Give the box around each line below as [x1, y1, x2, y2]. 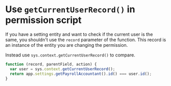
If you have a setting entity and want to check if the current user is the [5, 31, 153, 37]
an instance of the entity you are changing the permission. [5, 42, 128, 48]
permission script [5, 14, 82, 26]
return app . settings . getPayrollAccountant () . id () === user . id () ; [10, 71, 152, 76]
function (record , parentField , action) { [5, 62, 97, 67]
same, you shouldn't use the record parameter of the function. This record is [5, 37, 166, 43]
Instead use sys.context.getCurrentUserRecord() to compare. [5, 52, 135, 58]
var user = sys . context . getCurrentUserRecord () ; [10, 66, 115, 72]
